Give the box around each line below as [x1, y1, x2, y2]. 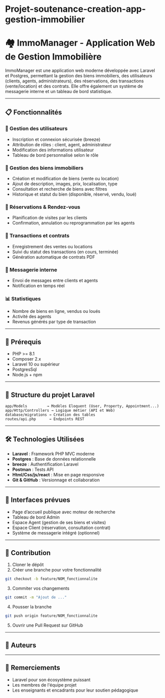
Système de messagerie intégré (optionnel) [12, 530, 100, 535]
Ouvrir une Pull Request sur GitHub [12, 622, 83, 628]
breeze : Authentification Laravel [12, 461, 79, 467]
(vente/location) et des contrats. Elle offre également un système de [5, 83, 143, 89]
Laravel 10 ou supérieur [12, 361, 60, 367]
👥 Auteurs [5, 641, 36, 650]
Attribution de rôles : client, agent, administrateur [12, 141, 111, 147]
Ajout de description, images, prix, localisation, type [12, 181, 118, 187]
